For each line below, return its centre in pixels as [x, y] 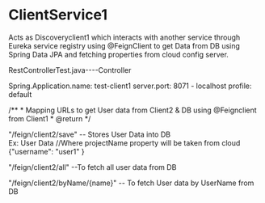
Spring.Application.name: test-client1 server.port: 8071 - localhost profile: [130, 86]
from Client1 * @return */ [50, 118]
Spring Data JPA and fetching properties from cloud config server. [118, 54]
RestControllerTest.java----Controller [70, 70]
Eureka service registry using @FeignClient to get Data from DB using [124, 45]
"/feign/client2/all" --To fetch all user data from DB [93, 167]
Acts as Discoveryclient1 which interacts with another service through [124, 37]
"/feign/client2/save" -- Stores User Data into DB [90, 134]
